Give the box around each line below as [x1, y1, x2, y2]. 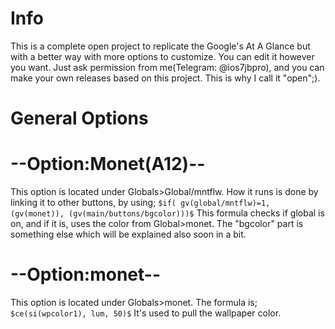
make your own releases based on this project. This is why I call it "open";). [10, 72, 321, 84]
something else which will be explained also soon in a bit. [10, 228, 247, 241]
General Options [10, 107, 149, 130]
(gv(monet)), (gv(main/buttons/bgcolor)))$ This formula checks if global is [10, 207, 325, 219]
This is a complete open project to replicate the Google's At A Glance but [10, 40, 311, 52]
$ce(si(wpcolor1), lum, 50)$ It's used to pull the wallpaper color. [10, 307, 282, 319]
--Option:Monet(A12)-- [10, 153, 206, 176]
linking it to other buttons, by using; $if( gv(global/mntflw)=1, [10, 197, 271, 209]
